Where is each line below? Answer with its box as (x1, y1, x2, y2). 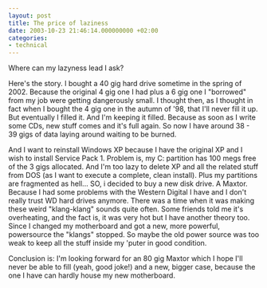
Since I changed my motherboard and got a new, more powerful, (8, 221, 221, 231)
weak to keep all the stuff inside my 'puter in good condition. (8, 239, 207, 248)
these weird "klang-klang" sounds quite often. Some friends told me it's (8, 204, 244, 214)
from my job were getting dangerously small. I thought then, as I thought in (8, 96, 253, 105)
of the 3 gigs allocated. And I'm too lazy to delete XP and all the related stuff (8, 162, 259, 172)
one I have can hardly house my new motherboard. (8, 270, 175, 280)
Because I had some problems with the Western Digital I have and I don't (8, 187, 247, 197)
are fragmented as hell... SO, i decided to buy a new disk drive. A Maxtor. (8, 179, 249, 188)
